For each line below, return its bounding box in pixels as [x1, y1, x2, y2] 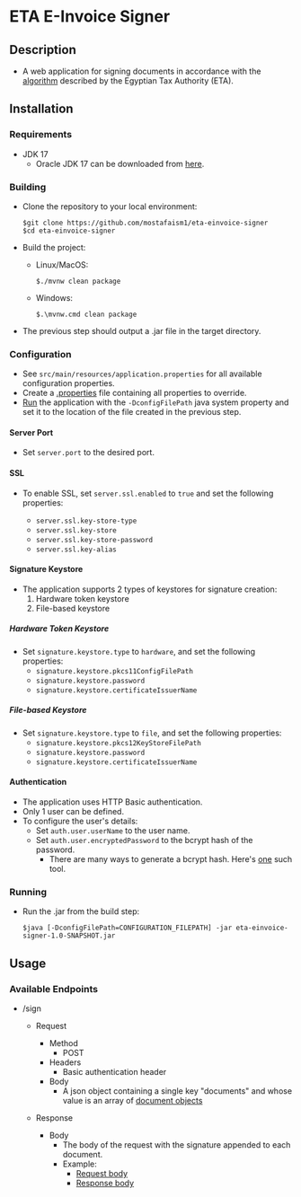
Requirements [9, 128, 73, 141]
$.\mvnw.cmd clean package [35, 310, 137, 319]
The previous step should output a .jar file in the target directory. [22, 325, 261, 336]
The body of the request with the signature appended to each [62, 1140, 291, 1150]
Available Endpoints [9, 982, 99, 995]
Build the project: [22, 242, 86, 252]
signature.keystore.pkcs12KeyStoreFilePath [35, 738, 202, 747]
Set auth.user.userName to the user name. [35, 825, 190, 836]
